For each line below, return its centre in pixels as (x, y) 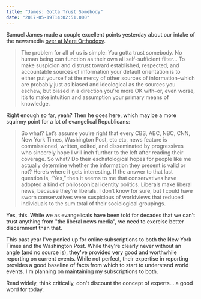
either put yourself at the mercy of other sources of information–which (108, 78)
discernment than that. (34, 228)
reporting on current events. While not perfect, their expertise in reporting (97, 258)
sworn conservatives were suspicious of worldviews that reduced (102, 197)
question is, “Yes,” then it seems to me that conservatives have (99, 178)
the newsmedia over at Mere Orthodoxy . (56, 41)
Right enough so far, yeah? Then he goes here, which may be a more (91, 115)
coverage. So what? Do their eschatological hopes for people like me (106, 159)
